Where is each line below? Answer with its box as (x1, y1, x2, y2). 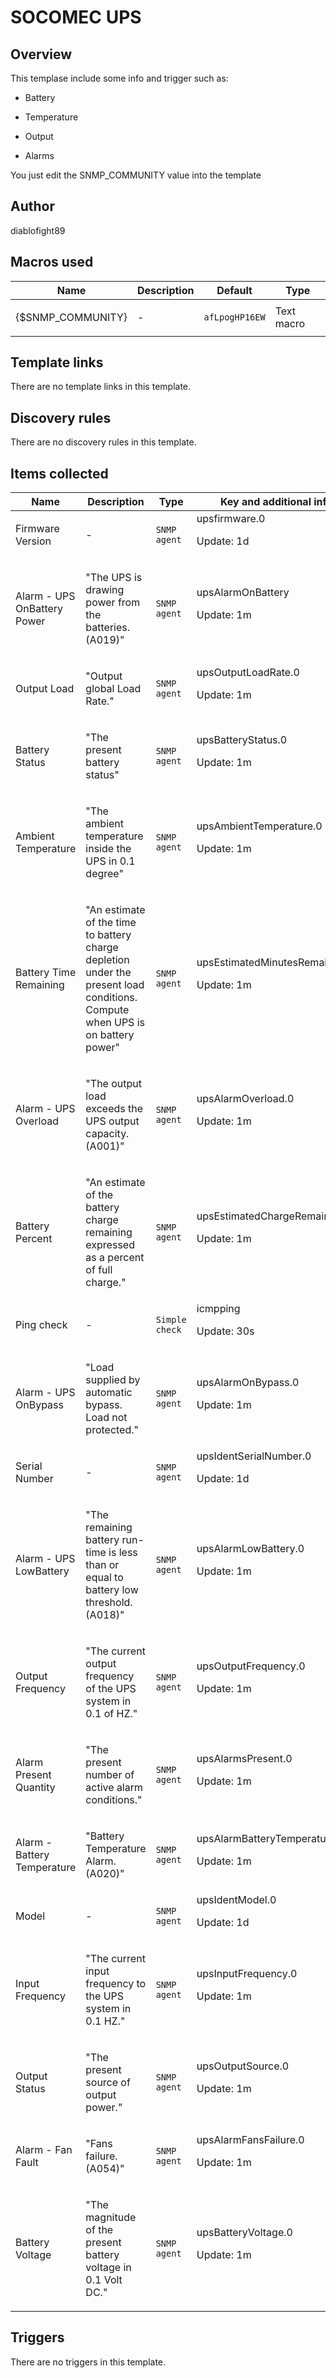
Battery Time (15, 966, 77, 980)
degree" (85, 867, 124, 881)
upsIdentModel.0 (196, 1893, 277, 1907)
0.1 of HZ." (85, 1707, 138, 1721)
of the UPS (85, 1682, 137, 1696)
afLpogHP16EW (203, 311, 266, 323)
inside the (85, 842, 132, 856)
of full (85, 1263, 113, 1277)
